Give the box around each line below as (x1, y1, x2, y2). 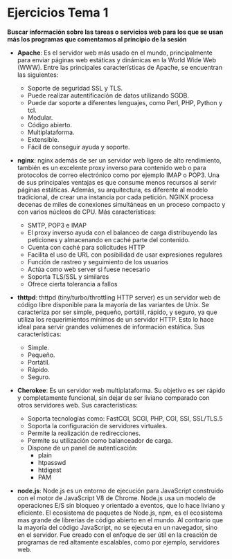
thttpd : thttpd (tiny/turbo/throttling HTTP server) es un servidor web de (17, 293, 221, 302)
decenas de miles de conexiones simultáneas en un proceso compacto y (17, 200, 226, 208)
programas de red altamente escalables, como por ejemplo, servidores (17, 538, 220, 546)
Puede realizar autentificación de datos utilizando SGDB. (27, 91, 189, 100)
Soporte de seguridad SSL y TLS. (27, 84, 123, 92)
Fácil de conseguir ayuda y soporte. (27, 143, 130, 151)
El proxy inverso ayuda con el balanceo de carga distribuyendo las (27, 228, 217, 237)
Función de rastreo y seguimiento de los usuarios (27, 257, 168, 266)
